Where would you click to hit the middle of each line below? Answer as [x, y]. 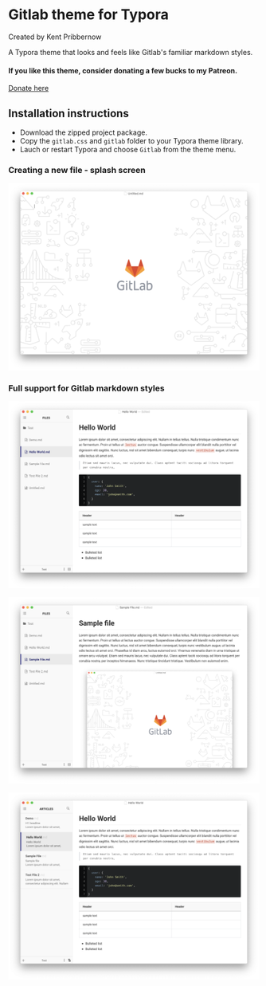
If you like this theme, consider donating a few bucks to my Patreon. [123, 70]
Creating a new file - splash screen [77, 170]
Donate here [29, 88]
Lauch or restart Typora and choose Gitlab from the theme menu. [128, 149]
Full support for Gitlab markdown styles [86, 388]
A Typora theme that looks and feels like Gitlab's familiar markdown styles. [131, 52]
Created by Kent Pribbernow [55, 37]
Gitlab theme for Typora [88, 15]
